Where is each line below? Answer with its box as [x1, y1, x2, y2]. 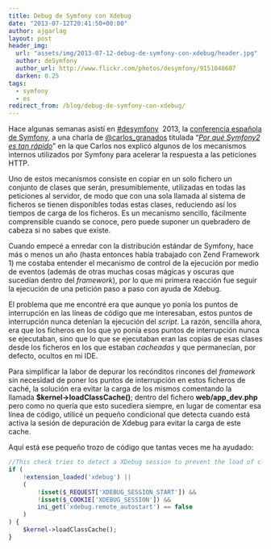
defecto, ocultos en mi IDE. [8, 351, 98, 361]
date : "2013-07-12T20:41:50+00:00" [8, 19, 128, 27]
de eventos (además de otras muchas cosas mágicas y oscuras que [8, 267, 235, 277]
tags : [8, 79, 27, 87]
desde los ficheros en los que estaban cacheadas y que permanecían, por [8, 342, 256, 352]
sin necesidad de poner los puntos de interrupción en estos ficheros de [8, 375, 246, 385]
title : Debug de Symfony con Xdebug [8, 11, 131, 20]
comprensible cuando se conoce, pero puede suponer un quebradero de [8, 217, 251, 227]
